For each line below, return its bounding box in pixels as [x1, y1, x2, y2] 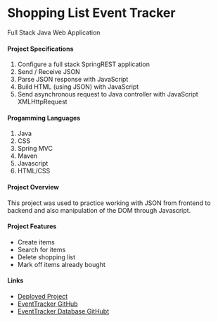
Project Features [7, 222, 57, 230]
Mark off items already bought [17, 260, 105, 268]
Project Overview [7, 182, 60, 191]
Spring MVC [17, 144, 53, 153]
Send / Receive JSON [17, 68, 81, 76]
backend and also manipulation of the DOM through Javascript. [7, 206, 191, 214]
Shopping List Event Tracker [7, 5, 176, 21]
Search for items [17, 245, 66, 254]
